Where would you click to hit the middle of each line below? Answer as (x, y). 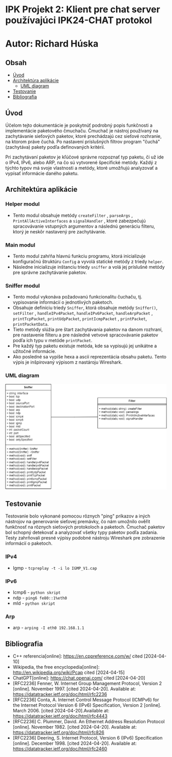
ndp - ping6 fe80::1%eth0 (40, 598)
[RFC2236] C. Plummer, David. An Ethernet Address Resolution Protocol (89, 722)
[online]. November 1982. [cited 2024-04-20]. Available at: (75, 727)
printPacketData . (31, 324)
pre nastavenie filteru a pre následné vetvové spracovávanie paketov (85, 335)
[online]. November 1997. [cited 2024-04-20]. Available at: (74, 689)
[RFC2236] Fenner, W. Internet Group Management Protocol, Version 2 (87, 684)
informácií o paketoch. (29, 543)
